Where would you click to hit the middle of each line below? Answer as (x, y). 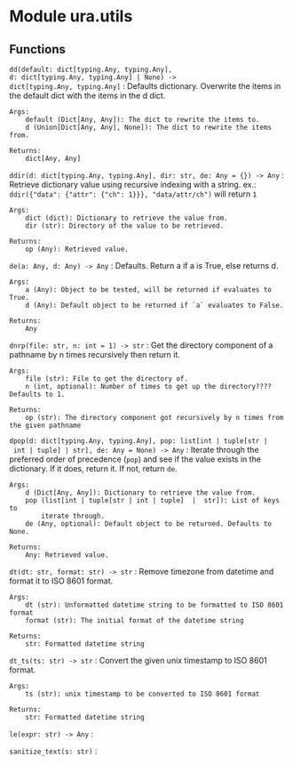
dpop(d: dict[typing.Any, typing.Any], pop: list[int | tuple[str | (139, 441)
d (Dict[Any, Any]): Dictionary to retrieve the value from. (140, 493)
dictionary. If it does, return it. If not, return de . (93, 468)
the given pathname (45, 425)
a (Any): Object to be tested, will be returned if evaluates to (149, 290)
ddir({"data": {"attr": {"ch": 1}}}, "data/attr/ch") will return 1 (133, 194)
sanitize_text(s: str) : (53, 751)
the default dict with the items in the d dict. (87, 96)
